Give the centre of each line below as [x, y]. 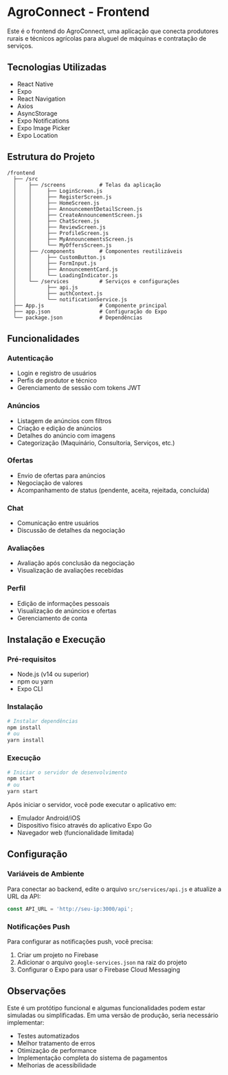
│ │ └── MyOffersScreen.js [62, 245]
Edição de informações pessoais [63, 603]
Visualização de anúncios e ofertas [67, 611]
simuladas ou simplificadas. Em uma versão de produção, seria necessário [113, 1015]
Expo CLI [30, 689]
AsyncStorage [37, 113]
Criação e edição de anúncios [59, 428]
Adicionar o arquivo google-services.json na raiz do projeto [102, 962]
